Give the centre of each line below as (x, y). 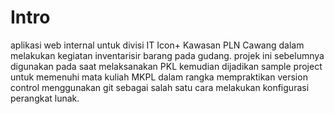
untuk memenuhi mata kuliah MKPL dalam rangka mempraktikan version (159, 77)
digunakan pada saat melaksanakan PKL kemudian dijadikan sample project (166, 66)
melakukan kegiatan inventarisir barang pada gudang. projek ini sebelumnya (167, 55)
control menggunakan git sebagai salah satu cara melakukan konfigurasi (160, 87)
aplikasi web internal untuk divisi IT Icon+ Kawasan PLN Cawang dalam (157, 45)
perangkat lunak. (45, 98)
